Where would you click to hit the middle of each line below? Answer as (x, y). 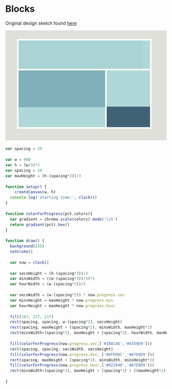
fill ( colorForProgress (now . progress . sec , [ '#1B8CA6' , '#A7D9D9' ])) (81, 344)
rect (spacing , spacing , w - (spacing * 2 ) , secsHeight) (66, 322)
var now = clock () (30, 262)
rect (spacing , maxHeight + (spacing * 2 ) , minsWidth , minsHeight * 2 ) (82, 360)
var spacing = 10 (24, 170)
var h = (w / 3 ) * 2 (23, 165)
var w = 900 (18, 160)
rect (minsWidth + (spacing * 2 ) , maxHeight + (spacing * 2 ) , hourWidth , (82, 333)
